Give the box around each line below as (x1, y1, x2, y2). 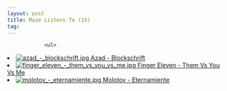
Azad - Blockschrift (90, 54, 146, 62)
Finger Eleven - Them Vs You (137, 61, 220, 70)
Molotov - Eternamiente (102, 76, 170, 84)
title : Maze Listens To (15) (7, 17, 91, 23)
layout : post (7, 10, 45, 17)
